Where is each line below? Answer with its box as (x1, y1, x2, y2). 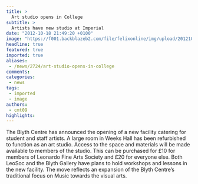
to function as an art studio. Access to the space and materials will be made (6, 141, 190, 148)
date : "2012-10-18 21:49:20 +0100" (6, 31, 94, 36)
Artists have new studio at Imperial (11, 25, 104, 31)
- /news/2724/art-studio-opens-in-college (8, 63, 115, 69)
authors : (6, 101, 28, 108)
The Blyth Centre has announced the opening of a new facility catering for (6, 129, 187, 136)
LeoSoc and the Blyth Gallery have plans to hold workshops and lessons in (6, 160, 187, 167)
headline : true (6, 42, 44, 48)
